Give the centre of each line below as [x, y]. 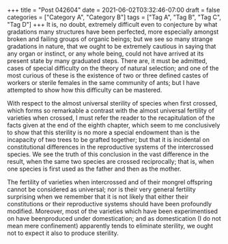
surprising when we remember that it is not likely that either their [98, 197]
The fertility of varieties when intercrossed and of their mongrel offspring [110, 182]
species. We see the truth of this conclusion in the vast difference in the [108, 154]
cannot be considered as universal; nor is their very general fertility [101, 189]
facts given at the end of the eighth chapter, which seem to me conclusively [114, 125]
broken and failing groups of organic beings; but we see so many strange [110, 39]
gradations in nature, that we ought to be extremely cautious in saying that [112, 46]
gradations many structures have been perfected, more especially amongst [113, 32]
